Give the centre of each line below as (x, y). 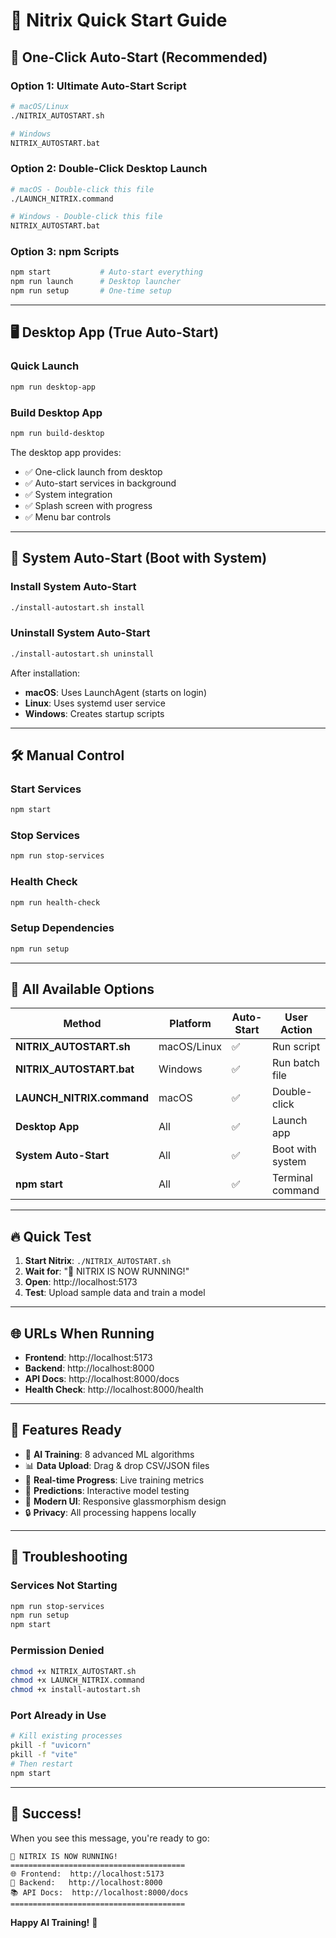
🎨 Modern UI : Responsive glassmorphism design (125, 1501)
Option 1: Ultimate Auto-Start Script (98, 86)
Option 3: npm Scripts (65, 252)
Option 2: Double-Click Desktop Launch (109, 169)
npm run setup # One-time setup (91, 291)
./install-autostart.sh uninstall (82, 654)
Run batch (296, 1063)
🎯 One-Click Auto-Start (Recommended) (139, 57)
